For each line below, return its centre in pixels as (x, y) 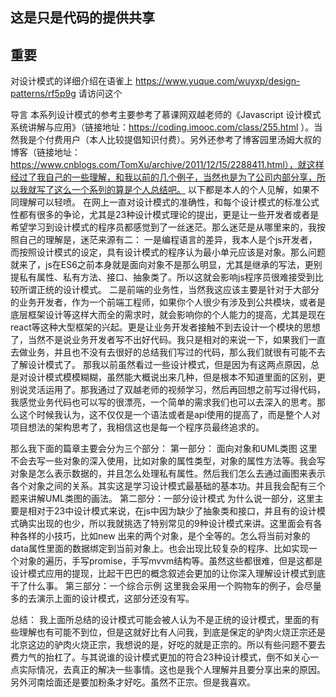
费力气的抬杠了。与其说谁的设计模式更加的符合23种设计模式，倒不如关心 (160, 657)
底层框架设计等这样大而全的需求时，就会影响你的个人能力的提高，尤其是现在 (168, 315)
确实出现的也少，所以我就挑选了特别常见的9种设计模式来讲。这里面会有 (166, 524)
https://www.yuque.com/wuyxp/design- (217, 81)
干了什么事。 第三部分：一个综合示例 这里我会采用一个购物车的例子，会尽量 (166, 586)
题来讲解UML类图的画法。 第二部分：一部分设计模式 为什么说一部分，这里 (162, 499)
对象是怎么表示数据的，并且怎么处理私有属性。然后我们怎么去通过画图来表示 (168, 474)
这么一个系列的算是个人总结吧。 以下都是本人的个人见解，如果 (182, 190)
